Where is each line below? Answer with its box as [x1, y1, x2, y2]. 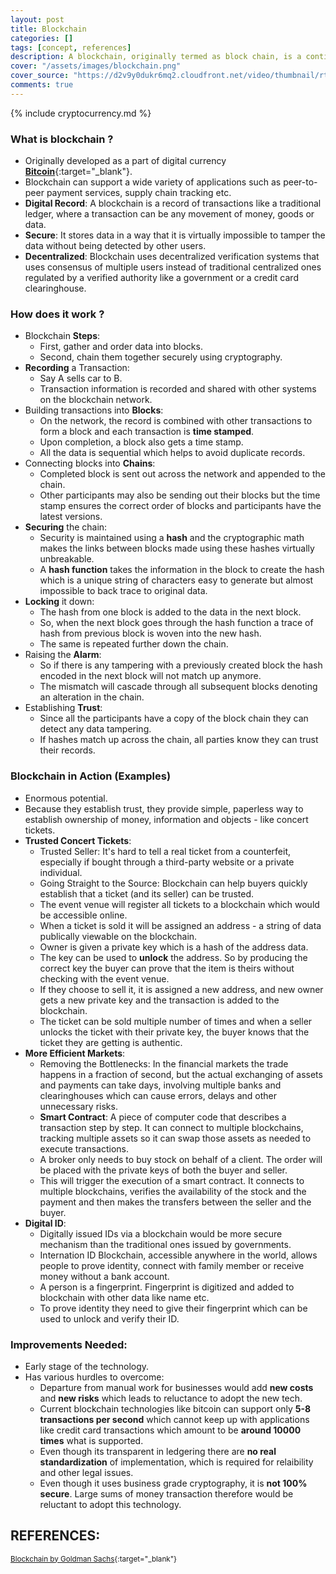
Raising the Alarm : [24, 649, 102, 661]
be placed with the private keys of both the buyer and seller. [39, 1164, 288, 1176]
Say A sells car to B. [39, 372, 123, 385]
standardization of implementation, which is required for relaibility [39, 1456, 314, 1468]
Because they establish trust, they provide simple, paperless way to [24, 802, 304, 815]
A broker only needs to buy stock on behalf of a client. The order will [39, 1153, 323, 1165]
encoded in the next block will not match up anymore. [39, 670, 262, 682]
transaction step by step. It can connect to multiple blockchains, [39, 1121, 304, 1133]
